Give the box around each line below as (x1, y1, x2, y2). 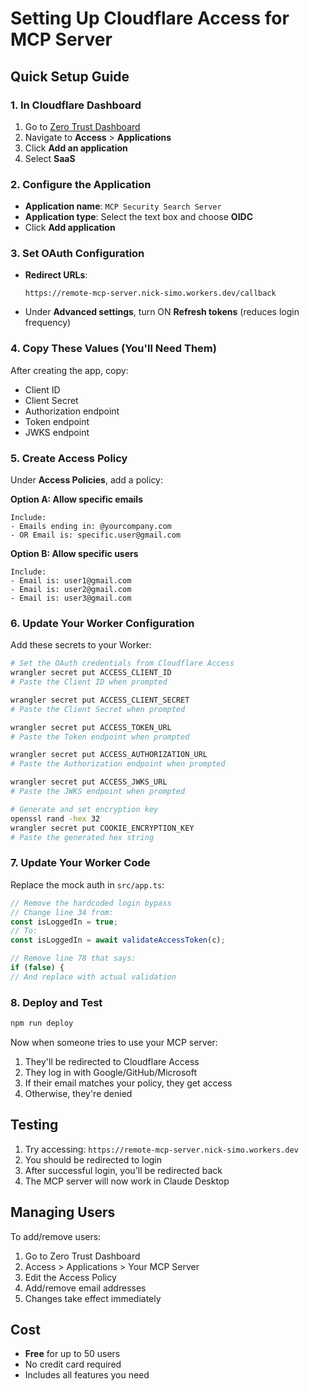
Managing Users (10, 1204, 116, 1221)
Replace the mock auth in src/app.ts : (10, 878, 165, 891)
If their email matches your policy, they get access (24, 1077, 233, 1089)
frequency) (24, 317, 72, 329)
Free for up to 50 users (24, 1348, 121, 1360)
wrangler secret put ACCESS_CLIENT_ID (10, 668, 172, 678)
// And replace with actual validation (10, 972, 177, 982)
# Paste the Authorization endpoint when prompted (10, 759, 226, 769)
